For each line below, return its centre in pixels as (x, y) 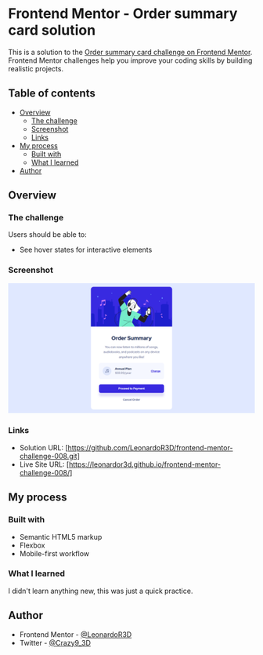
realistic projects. (36, 68)
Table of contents (52, 94)
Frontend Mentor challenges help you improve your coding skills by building (130, 60)
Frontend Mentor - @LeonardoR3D (76, 634)
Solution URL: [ (43, 447)
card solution (52, 30)
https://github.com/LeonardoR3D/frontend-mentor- (150, 447)
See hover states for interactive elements (86, 250)
